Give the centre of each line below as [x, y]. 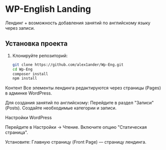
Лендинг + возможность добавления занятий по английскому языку [78, 23]
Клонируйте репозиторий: [40, 55]
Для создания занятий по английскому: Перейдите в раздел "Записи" [80, 103]
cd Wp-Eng [23, 69]
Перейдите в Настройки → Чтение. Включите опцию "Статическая [76, 127]
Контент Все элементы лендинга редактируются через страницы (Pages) [83, 88]
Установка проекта [36, 44]
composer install [30, 74]
